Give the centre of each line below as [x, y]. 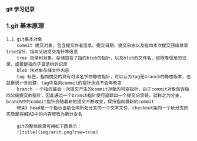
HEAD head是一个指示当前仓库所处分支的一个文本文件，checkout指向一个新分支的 [103, 108]
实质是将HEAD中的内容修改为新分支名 [44, 114]
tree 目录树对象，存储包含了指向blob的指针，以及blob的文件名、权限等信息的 [99, 58]
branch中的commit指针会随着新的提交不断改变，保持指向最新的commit [80, 102]
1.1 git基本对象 [24, 39]
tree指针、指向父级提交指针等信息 [42, 52]
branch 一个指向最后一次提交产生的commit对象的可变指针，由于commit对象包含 [101, 89]
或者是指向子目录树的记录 [41, 64]
